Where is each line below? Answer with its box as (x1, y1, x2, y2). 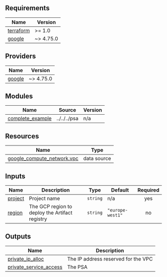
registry (29, 215, 47, 222)
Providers (5, 52, 36, 61)
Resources (5, 132, 39, 140)
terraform (7, 27, 30, 34)
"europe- (107, 208, 128, 213)
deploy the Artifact (29, 209, 73, 216)
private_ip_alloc (7, 255, 44, 262)
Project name (29, 195, 60, 202)
